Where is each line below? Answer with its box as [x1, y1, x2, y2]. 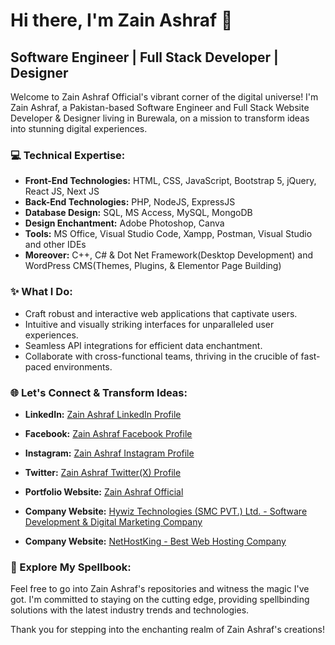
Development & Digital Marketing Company [24, 515, 203, 528]
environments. [53, 360, 113, 373]
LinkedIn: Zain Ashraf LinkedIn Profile [24, 408, 182, 420]
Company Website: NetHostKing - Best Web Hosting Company [24, 535, 287, 547]
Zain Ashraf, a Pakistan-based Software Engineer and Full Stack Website [10, 102, 310, 113]
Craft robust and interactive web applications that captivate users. [24, 307, 298, 319]
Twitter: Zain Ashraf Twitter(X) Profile [24, 466, 182, 478]
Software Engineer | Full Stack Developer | [10, 49, 279, 66]
